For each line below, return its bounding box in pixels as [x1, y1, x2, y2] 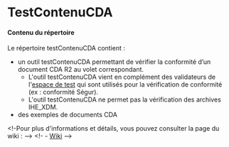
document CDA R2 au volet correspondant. [17, 65, 144, 74]
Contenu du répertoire [7, 28, 75, 36]
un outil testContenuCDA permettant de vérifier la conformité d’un [17, 58, 211, 66]
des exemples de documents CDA [17, 111, 117, 119]
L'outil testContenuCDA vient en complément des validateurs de [28, 72, 216, 82]
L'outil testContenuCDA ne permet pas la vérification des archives [28, 95, 222, 104]
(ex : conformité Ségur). [28, 88, 98, 97]
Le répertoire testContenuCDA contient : [7, 44, 126, 53]
